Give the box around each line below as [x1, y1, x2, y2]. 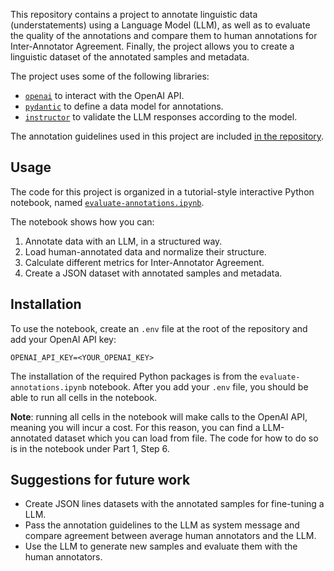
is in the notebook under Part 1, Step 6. [10, 442, 170, 454]
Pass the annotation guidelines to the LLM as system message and [24, 519, 300, 531]
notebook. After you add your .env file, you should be [88, 380, 309, 393]
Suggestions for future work [10, 472, 191, 489]
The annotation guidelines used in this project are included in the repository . [10, 130, 325, 142]
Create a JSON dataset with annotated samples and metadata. [24, 267, 283, 279]
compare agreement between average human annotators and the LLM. [24, 530, 317, 542]
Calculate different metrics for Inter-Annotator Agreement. [24, 256, 265, 268]
